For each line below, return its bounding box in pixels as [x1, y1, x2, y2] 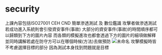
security [5, 3, 40, 15]
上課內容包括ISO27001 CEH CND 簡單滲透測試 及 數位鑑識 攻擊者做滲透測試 [5, 20, 157, 26]
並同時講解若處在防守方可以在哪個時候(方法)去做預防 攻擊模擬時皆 [5, 38, 157, 44]
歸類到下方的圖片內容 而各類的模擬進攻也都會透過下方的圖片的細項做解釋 [9, 32, 156, 38]
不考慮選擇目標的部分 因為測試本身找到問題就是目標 [5, 44, 109, 50]
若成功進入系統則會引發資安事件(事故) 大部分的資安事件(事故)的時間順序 [5, 26, 150, 32]
